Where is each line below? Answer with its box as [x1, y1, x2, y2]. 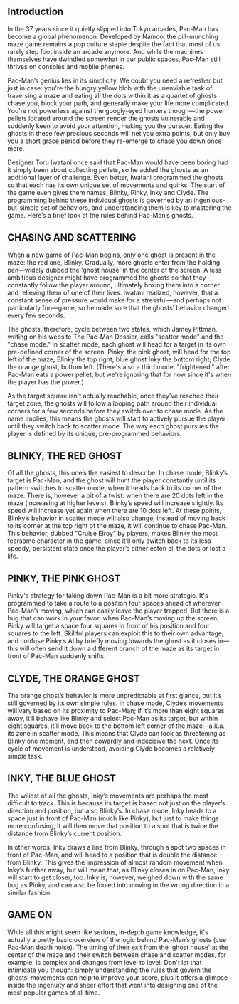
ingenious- [193, 196, 225, 204]
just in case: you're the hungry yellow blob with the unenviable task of [7, 83, 213, 92]
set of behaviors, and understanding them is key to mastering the [40, 203, 232, 212]
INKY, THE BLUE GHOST [7, 772, 116, 785]
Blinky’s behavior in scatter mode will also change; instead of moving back [7, 514, 226, 522]
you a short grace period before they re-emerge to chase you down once [7, 137, 222, 145]
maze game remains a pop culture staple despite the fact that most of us [7, 39, 221, 48]
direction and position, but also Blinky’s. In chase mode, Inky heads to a [7, 806, 217, 815]
